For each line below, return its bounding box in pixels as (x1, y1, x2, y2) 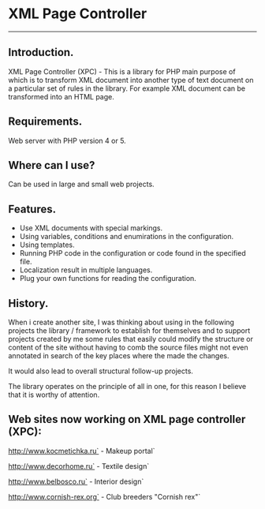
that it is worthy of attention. (8, 390, 100, 399)
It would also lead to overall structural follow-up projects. (8, 366, 193, 376)
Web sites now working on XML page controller (8, 413, 246, 426)
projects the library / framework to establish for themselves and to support (8, 326, 251, 335)
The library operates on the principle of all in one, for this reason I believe (8, 382, 247, 391)
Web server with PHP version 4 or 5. (8, 136, 126, 145)
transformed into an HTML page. (8, 92, 114, 101)
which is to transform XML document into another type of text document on (8, 75, 254, 84)
